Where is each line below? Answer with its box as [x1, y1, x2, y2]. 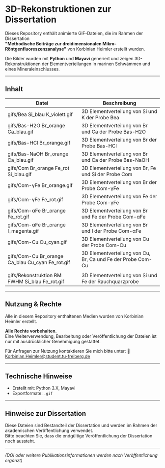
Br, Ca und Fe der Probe [81, 255, 137, 262]
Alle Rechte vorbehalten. [5, 328, 57, 334]
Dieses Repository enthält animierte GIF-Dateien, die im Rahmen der [5, 30, 143, 36]
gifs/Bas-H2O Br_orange [7, 122, 65, 129]
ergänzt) [5, 458, 23, 464]
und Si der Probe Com [81, 171, 133, 178]
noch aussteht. [5, 438, 35, 444]
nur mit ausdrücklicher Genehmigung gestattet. [5, 338, 101, 344]
